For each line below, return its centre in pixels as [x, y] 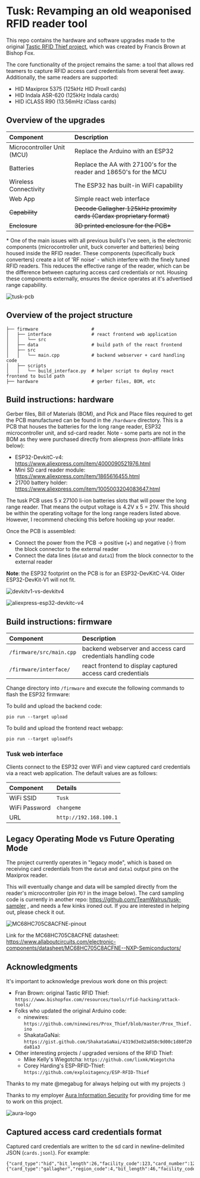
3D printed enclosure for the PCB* [123, 225]
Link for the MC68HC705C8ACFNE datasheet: [63, 935]
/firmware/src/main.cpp [43, 652]
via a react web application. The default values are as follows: [82, 773]
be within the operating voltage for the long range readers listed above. [93, 513]
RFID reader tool [47, 24]
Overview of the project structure [69, 315]
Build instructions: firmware [59, 622]
